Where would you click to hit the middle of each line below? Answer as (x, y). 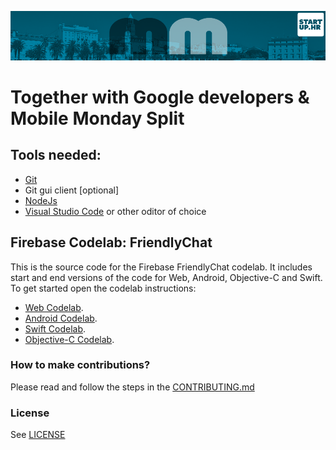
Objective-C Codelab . (69, 339)
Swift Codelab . (55, 328)
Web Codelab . (54, 307)
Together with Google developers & (160, 97)
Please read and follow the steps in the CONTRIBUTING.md (132, 387)
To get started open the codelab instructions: (103, 288)
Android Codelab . (61, 318)
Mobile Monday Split (97, 118)
